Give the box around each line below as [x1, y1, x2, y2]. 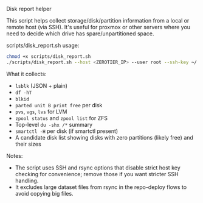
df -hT [15, 90, 32, 96]
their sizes [15, 140, 41, 148]
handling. [15, 177, 39, 184]
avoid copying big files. [15, 190, 74, 197]
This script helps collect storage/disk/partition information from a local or [6, 17, 190, 24]
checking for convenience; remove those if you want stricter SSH [15, 170, 179, 177]
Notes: [6, 152, 23, 159]
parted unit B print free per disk [15, 101, 103, 109]
